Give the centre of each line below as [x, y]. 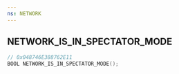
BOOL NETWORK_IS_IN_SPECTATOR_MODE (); [63, 64]
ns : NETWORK [24, 13]
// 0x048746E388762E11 [40, 57]
